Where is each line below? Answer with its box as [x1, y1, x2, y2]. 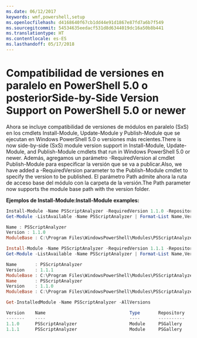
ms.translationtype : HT [6, 30, 64, 36]
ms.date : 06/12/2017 [6, 8, 57, 15]
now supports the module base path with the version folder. [6, 185, 151, 192]
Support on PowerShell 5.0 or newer [6, 104, 186, 117]
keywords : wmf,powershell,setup [6, 14, 85, 20]
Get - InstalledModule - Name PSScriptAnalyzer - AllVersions [6, 299, 151, 305]
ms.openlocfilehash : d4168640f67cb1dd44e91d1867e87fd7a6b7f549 [6, 19, 164, 25]
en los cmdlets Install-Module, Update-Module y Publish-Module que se [6, 129, 181, 136]
